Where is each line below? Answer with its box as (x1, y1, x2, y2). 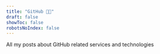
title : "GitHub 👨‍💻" (6, 8, 55, 15)
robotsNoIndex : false (6, 25, 60, 31)
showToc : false (6, 19, 44, 25)
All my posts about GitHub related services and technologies (6, 41, 154, 48)
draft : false (6, 14, 39, 20)
